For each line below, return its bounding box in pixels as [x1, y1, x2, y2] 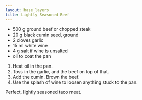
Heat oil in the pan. [12, 63, 53, 69]
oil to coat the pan [12, 53, 51, 59]
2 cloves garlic [12, 37, 44, 43]
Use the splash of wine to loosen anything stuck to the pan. [12, 79, 138, 85]
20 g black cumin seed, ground [12, 31, 79, 38]
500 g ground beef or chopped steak [12, 26, 91, 32]
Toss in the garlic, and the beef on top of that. [12, 68, 109, 74]
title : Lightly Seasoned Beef [5, 12, 70, 17]
